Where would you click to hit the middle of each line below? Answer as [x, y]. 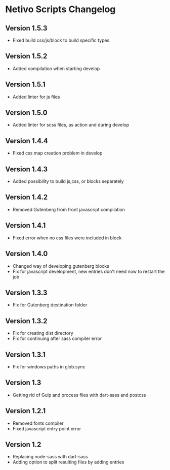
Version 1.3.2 [26, 321]
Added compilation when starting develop [56, 68]
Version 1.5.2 [26, 56]
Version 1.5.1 [25, 85]
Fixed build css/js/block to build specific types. [62, 40]
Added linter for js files [36, 97]
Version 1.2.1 [26, 411]
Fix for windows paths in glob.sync [49, 366]
